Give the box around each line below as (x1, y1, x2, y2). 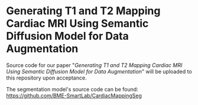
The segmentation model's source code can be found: (6, 85, 139, 93)
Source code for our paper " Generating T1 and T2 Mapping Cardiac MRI (6, 61, 183, 69)
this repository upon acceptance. (6, 74, 87, 81)
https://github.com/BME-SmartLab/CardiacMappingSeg (6, 92, 142, 99)
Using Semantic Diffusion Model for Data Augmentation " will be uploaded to (6, 68, 192, 75)
